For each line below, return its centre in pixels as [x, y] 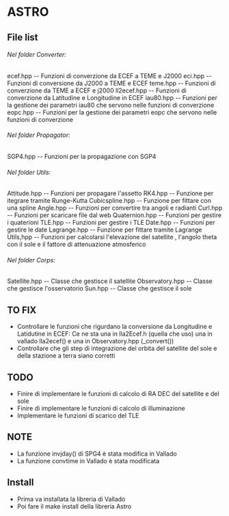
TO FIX [22, 310]
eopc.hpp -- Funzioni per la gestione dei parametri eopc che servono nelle [112, 112]
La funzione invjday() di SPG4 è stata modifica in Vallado [97, 454]
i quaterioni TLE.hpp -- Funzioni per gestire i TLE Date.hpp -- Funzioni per [111, 223]
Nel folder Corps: [31, 260]
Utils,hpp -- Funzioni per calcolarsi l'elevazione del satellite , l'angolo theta [112, 237]
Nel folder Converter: [37, 55]
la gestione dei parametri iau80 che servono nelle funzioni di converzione [111, 105]
